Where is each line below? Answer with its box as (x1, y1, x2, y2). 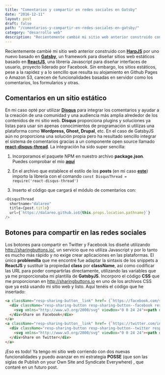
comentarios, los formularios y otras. (5, 79, 80, 85)
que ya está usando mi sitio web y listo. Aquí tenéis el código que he (5, 283, 144, 289)
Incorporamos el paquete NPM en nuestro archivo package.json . (12, 153, 144, 159)
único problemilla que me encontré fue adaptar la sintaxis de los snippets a (5, 257, 158, 263)
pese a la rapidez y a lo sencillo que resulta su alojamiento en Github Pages (5, 69, 158, 75)
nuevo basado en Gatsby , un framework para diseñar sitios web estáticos (5, 53, 155, 59)
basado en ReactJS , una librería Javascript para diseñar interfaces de (5, 59, 147, 65)
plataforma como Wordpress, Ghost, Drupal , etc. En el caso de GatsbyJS (5, 128, 154, 134)
